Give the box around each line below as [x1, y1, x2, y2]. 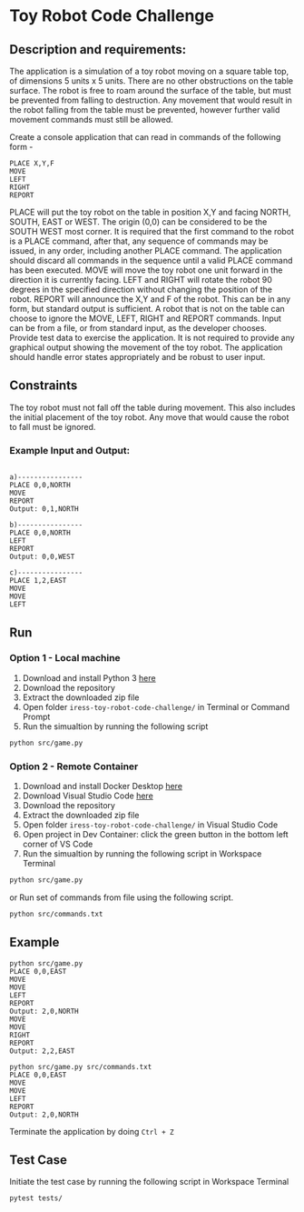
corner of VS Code [22, 838, 93, 849]
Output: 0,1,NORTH [9, 505, 79, 514]
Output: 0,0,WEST [9, 552, 75, 562]
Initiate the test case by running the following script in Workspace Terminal [9, 1177, 289, 1187]
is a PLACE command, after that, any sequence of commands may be [9, 235, 269, 246]
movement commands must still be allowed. [9, 115, 174, 125]
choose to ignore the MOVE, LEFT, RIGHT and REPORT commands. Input [9, 313, 281, 324]
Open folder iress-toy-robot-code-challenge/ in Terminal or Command [22, 701, 290, 712]
